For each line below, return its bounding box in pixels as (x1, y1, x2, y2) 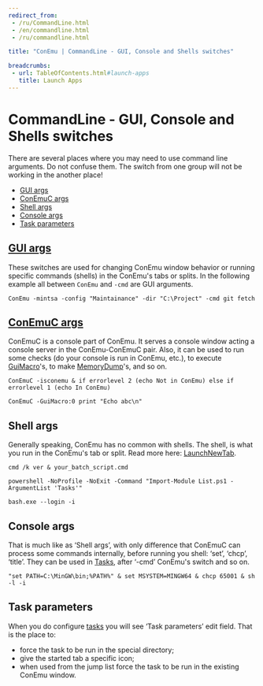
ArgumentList (8, 484, 51, 492)
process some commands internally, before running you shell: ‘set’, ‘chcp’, (8, 548, 248, 558)
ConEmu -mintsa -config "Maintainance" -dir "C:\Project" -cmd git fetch (8, 295, 256, 302)
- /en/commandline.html (11, 26, 90, 34)
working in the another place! (8, 170, 104, 180)
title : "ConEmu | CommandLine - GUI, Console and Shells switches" (8, 48, 235, 56)
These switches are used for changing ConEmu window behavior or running (8, 262, 255, 272)
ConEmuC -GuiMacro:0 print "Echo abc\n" (8, 398, 143, 406)
